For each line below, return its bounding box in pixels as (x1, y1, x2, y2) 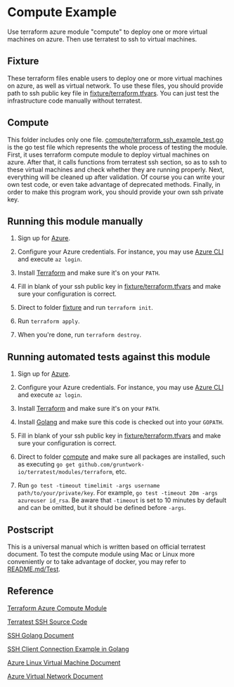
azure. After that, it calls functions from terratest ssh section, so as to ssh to (7, 157, 227, 166)
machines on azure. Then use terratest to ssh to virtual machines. (7, 34, 197, 43)
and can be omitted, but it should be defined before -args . (17, 504, 186, 512)
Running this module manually (7, 215, 143, 227)
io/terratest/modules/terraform (17, 469, 112, 476)
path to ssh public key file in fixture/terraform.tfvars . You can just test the (7, 89, 219, 97)
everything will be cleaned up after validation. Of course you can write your (7, 173, 226, 181)
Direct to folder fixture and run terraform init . (17, 303, 153, 312)
